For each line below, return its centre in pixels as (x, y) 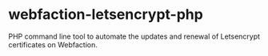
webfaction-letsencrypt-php (106, 15)
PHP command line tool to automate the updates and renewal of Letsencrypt (134, 36)
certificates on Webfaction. (53, 44)
